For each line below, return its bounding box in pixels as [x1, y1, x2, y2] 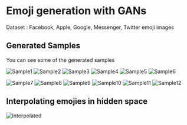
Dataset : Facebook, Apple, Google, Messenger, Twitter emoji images [6, 24, 174, 31]
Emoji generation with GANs [6, 4, 147, 18]
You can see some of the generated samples [6, 56, 115, 63]
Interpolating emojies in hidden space [6, 96, 148, 107]
